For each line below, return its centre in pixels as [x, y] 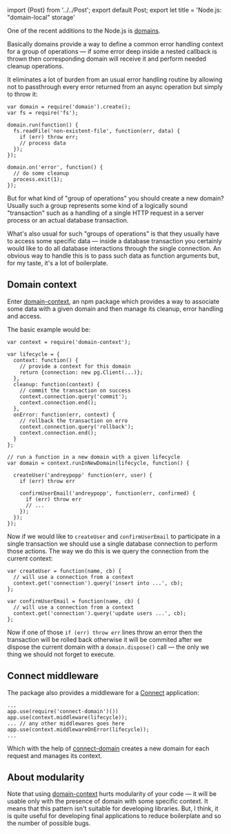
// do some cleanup [41, 173]
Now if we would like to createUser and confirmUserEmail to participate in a [114, 536]
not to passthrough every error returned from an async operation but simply [115, 87]
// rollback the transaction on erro [74, 421]
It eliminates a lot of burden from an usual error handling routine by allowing [115, 79]
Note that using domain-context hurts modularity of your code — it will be [112, 794]
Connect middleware [53, 676]
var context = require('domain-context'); [69, 342]
